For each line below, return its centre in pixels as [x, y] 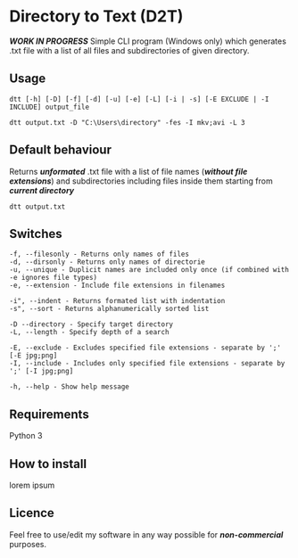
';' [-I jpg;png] [41, 372]
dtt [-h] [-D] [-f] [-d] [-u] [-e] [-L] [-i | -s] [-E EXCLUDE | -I [139, 99]
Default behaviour [60, 150]
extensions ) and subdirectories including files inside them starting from [141, 181]
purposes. [28, 544]
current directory [41, 190]
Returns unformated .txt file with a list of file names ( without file [128, 171]
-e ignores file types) [54, 278]
